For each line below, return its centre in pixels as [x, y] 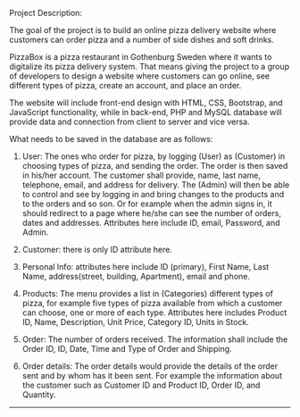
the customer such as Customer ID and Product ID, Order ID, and [141, 385]
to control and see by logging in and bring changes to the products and [153, 194]
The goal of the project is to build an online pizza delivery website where [143, 30]
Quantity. [39, 395]
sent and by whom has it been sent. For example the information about [152, 375]
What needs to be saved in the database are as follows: [111, 139]
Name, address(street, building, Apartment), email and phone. [136, 276]
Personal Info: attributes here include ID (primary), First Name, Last [146, 267]
